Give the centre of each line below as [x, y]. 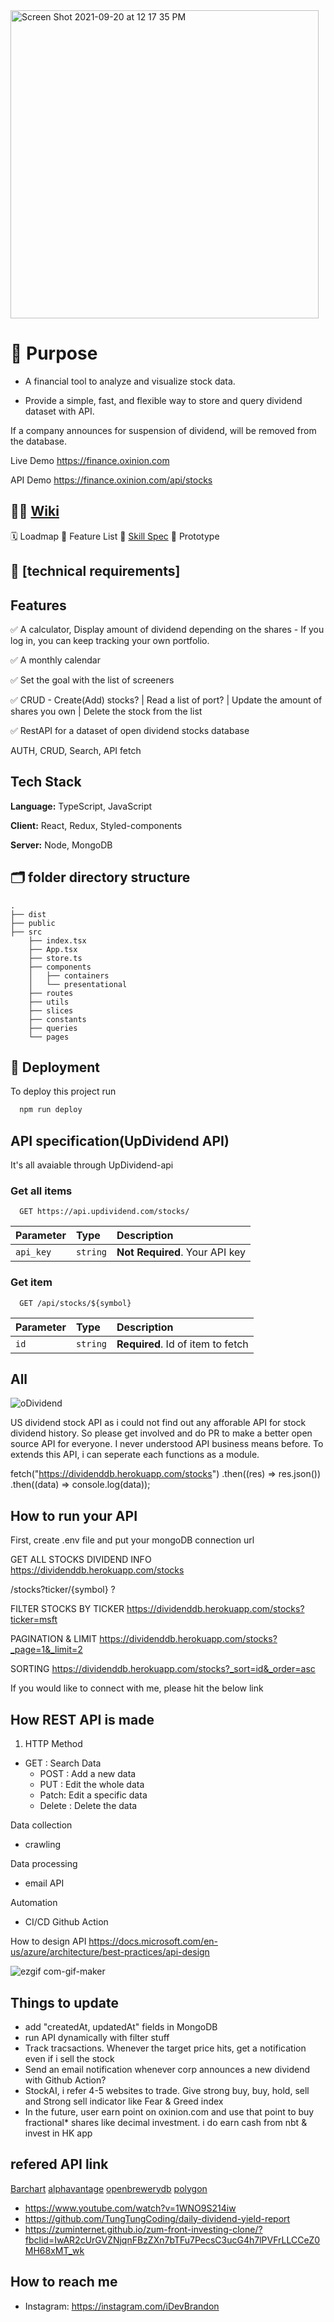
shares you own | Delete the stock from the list [106, 711]
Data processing [44, 1864]
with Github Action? [65, 2080]
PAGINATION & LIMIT [54, 1639]
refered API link [59, 2164]
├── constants [57, 1019]
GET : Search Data [63, 1763]
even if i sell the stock [69, 2058]
